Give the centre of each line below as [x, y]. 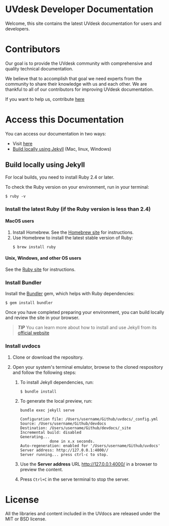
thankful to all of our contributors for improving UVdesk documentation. [79, 89]
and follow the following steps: [44, 372]
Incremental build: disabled [51, 432]
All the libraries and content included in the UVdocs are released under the [83, 514]
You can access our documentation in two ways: [56, 133]
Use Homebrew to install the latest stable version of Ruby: [73, 237]
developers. [18, 28]
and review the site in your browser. [42, 318]
